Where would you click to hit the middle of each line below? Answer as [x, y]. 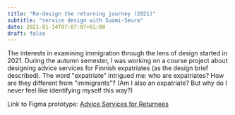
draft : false [26, 33]
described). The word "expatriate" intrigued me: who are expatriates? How [116, 76]
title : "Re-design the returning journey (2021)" [82, 14]
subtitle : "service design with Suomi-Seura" [75, 20]
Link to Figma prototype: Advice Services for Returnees [88, 104]
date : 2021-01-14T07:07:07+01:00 [56, 27]
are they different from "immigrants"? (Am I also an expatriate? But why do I [117, 83]
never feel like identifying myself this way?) [70, 90]
